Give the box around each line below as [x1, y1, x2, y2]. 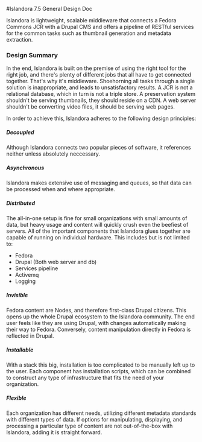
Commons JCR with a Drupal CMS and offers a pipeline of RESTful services [6, 24, 194, 30]
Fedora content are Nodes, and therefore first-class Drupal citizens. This [6, 307, 187, 314]
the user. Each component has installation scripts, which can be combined [6, 368, 191, 375]
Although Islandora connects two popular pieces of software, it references [6, 144, 191, 151]
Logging [14, 277, 36, 285]
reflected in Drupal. [6, 332, 54, 339]
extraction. [6, 36, 33, 43]
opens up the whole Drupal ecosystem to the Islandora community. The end [6, 313, 195, 320]
